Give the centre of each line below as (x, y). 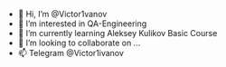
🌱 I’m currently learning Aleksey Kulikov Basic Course (118, 33)
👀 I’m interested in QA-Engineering (82, 24)
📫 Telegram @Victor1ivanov (71, 53)
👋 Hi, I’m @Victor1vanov (62, 14)
